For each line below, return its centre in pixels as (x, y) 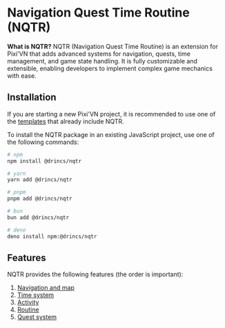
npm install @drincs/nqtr (44, 161)
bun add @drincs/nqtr (38, 217)
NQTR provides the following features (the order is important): (95, 274)
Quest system (37, 317)
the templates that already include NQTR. (66, 121)
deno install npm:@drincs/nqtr (52, 236)
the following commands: (43, 142)
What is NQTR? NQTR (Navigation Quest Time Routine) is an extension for (113, 46)
